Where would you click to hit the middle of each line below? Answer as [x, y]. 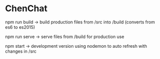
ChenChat [26, 9]
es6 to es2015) [20, 27]
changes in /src [21, 51]
